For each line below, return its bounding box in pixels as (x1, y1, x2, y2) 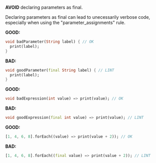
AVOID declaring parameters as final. (5, 5, 83, 10)
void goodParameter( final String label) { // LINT (5, 68, 114, 73)
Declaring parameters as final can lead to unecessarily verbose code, (5, 14, 150, 20)
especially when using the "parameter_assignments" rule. (5, 20, 126, 25)
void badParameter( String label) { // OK (5, 39, 94, 44)
